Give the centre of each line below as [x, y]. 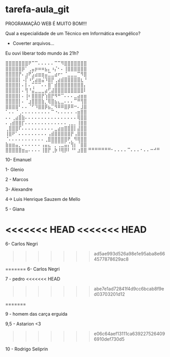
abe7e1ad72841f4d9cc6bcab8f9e [129, 289]
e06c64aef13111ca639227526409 [130, 334]
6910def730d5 [109, 339]
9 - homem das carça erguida [36, 314]
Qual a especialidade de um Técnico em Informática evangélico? [73, 33]
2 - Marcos [17, 179]
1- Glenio [15, 169]
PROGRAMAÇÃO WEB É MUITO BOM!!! [46, 23]
